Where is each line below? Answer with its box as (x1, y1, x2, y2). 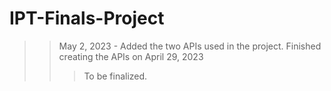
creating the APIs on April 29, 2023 (58, 50, 204, 62)
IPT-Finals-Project (9, 7, 165, 30)
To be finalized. (83, 70, 148, 82)
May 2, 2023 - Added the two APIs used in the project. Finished (58, 40, 322, 52)
